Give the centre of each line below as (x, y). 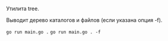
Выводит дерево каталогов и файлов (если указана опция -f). (84, 20)
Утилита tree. (23, 9)
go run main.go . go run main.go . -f (53, 32)
